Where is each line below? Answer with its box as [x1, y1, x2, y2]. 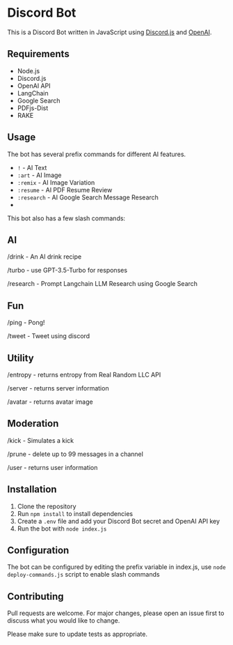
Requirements [7, 48, 70, 60]
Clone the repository [17, 502, 77, 510]
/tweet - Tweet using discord [7, 332, 90, 340]
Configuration [7, 545, 70, 556]
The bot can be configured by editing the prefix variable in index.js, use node [7, 563, 226, 571]
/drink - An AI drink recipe [7, 252, 82, 261]
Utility [7, 352, 34, 364]
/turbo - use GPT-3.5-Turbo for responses [7, 266, 127, 275]
